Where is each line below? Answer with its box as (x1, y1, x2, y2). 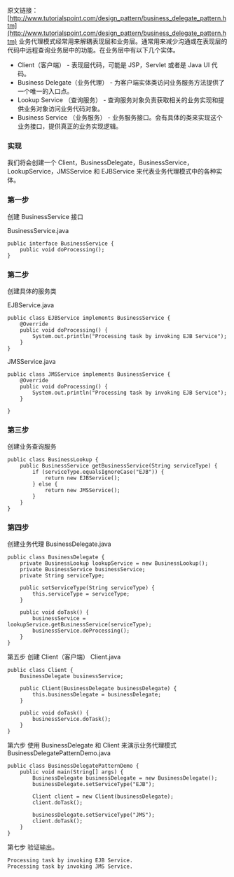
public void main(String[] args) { (20, 769, 124, 776)
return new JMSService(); (44, 487, 121, 494)
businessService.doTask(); (32, 716, 111, 723)
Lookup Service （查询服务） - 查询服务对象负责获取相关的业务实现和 (17, 96, 219, 104)
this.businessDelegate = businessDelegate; (32, 692, 161, 699)
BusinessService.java (7, 226, 69, 234)
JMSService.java (7, 357, 56, 365)
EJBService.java (7, 300, 55, 309)
